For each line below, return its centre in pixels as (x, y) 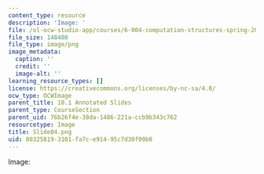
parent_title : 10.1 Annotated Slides (70, 103)
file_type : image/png (44, 45)
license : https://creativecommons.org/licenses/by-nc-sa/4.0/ (112, 88)
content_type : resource (47, 15)
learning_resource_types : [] (56, 81)
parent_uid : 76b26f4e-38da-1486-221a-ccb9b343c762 (93, 118)
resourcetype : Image (42, 125)
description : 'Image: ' (47, 23)
